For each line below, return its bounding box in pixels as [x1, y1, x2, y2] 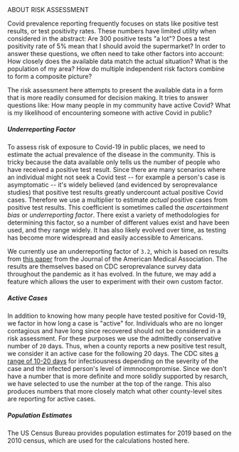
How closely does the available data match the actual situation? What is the [7, 57, 228, 65]
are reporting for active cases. [7, 394, 96, 403]
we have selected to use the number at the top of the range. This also [7, 379, 211, 388]
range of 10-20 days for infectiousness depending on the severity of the [7, 357, 219, 365]
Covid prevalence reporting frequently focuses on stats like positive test [7, 19, 218, 28]
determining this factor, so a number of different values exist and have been [7, 218, 230, 227]
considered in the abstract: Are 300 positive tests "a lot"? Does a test [7, 34, 211, 43]
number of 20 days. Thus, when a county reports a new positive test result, [7, 341, 227, 350]
